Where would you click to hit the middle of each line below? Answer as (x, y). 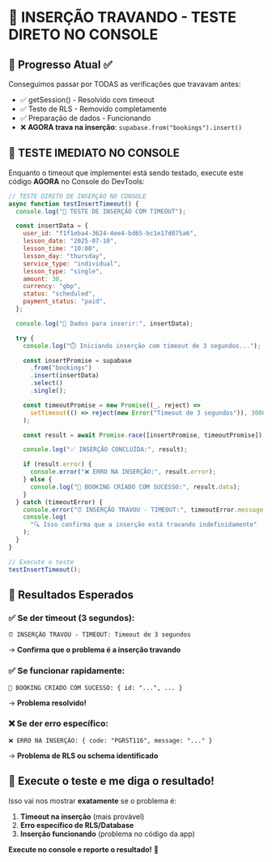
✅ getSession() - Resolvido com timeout (87, 100)
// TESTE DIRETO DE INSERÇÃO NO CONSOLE (78, 196)
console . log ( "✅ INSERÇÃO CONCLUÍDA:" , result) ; (105, 450)
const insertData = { (52, 226)
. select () (46, 383)
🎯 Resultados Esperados (71, 595)
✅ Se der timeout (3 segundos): (72, 618)
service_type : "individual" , (72, 264)
